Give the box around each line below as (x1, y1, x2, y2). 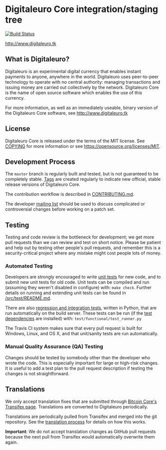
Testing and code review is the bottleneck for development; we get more (5, 234, 155, 240)
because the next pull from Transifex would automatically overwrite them (5, 433, 155, 439)
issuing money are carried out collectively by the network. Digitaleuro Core (5, 84, 159, 90)
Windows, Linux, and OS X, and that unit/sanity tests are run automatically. (5, 331, 159, 337)
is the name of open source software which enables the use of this (5, 89, 142, 96)
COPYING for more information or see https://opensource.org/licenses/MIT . (5, 143, 161, 149)
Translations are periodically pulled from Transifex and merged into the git (5, 413, 157, 419)
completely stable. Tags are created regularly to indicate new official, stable (5, 176, 161, 182)
